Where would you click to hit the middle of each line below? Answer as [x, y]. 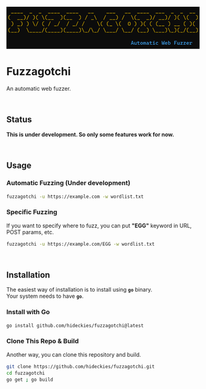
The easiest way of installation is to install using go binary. [79, 290]
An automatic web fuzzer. [39, 89]
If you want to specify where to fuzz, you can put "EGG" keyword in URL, [99, 225]
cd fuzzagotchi [26, 373]
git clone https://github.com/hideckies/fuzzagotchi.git [81, 366]
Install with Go [28, 312]
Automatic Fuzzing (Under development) [68, 183]
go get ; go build [30, 380]
